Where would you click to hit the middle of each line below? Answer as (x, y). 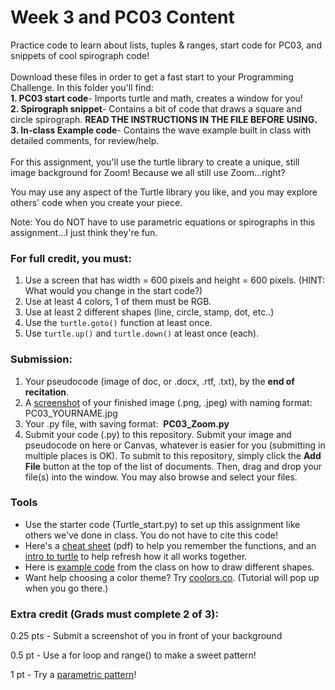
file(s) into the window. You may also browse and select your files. (161, 477)
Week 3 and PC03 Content (122, 17)
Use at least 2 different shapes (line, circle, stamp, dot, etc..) (149, 312)
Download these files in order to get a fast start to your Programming (152, 77)
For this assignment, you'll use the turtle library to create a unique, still (155, 162)
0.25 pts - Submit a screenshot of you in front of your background (146, 636)
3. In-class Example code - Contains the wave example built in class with (161, 130)
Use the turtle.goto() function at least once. (118, 323)
